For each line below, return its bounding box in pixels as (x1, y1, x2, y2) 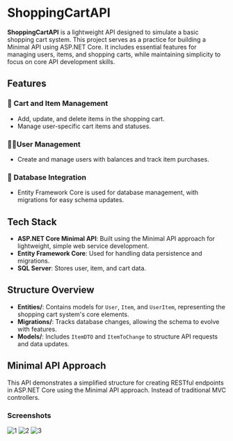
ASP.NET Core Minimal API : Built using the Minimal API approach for (17, 235, 216, 243)
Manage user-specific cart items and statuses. (17, 122, 152, 130)
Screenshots (7, 410, 51, 420)
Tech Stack (7, 216, 57, 228)
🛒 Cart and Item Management (7, 99, 109, 109)
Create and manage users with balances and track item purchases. (17, 155, 210, 163)
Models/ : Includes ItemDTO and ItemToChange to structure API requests (17, 332, 218, 341)
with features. (17, 325, 57, 333)
